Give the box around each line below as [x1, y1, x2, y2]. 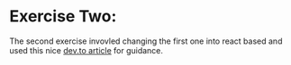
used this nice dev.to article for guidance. [9, 45, 164, 55]
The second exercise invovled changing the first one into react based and [9, 36, 283, 46]
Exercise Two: [9, 6, 117, 27]
